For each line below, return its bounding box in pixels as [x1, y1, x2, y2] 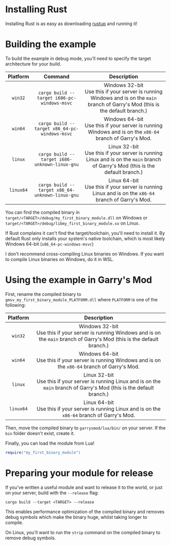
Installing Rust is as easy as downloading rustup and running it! [5, 20, 137, 27]
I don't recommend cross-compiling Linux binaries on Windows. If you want [5, 251, 164, 257]
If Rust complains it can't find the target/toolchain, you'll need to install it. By [5, 230, 165, 236]
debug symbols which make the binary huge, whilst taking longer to [5, 514, 148, 520]
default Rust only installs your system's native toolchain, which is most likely [5, 235, 165, 242]
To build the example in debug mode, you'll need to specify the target [5, 55, 151, 61]
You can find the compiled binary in [5, 209, 80, 215]
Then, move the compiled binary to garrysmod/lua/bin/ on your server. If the [5, 425, 166, 431]
